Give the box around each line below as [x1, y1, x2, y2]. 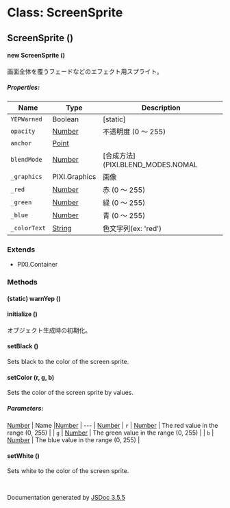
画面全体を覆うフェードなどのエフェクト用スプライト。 [7, 67, 163, 75]
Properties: [7, 84, 40, 92]
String [52, 223, 72, 232]
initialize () [7, 310, 38, 318]
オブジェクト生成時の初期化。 [7, 326, 91, 334]
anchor [10, 139, 32, 147]
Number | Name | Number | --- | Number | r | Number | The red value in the [7, 422, 218, 430]
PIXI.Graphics [52, 171, 97, 181]
